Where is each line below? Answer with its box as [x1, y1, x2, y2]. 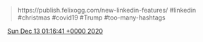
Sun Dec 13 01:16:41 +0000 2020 [6, 27, 104, 35]
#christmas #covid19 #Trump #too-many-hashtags [17, 13, 166, 22]
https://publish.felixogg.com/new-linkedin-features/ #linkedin [17, 6, 196, 14]
